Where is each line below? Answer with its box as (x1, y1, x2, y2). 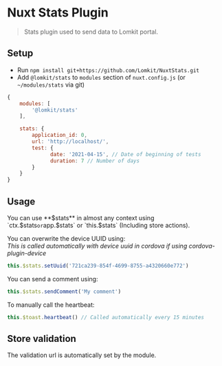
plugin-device (7, 249, 47, 257)
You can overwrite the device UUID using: (7, 234, 126, 242)
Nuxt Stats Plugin (7, 5, 109, 21)
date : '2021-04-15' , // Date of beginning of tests (50, 151, 201, 158)
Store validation (7, 332, 77, 345)
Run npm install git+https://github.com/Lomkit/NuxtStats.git (16, 65, 200, 74)
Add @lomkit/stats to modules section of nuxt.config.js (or (16, 73, 186, 81)
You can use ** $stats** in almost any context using (7, 213, 155, 222)
